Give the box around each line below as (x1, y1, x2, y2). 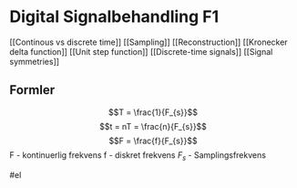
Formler (9, 82, 56, 98)
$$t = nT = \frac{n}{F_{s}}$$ (98, 120, 208, 131)
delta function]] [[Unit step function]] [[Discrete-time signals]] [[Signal (9, 46, 273, 57)
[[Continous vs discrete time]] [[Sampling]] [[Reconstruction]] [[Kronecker (9, 37, 289, 47)
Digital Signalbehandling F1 (9, 6, 220, 27)
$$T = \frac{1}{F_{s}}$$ (108, 107, 199, 118)
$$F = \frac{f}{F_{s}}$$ (108, 135, 198, 146)
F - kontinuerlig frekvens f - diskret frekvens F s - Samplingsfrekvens (9, 149, 267, 162)
